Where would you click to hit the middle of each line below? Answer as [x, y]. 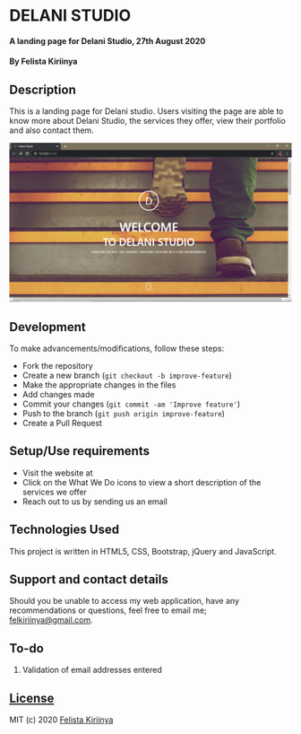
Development [48, 327]
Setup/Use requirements [80, 451]
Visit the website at [57, 473]
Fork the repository [58, 366]
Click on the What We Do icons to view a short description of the [142, 482]
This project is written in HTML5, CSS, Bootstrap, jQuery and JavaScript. [143, 551]
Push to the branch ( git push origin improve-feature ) [124, 413]
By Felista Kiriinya [43, 61]
